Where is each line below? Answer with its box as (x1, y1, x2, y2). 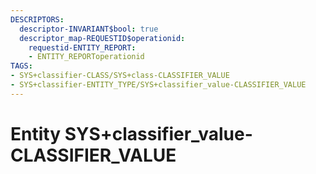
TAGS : (10, 61, 33, 71)
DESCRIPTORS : (10, 14, 65, 25)
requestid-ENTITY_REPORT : (28, 42, 137, 53)
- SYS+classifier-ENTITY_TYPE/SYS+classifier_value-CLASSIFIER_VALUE (10, 80, 307, 90)
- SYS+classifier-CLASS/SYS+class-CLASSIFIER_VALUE (10, 71, 230, 81)
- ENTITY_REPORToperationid (28, 52, 145, 62)
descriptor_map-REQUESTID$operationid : (19, 33, 186, 43)
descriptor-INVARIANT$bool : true (19, 24, 159, 34)
